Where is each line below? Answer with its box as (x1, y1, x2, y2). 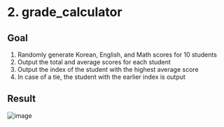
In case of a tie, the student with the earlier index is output (17, 73, 185, 81)
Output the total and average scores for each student (17, 58, 171, 66)
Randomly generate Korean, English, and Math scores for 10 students (17, 50, 217, 59)
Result (7, 93, 36, 105)
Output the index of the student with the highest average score (17, 66, 199, 73)
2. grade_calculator (7, 4, 122, 20)
